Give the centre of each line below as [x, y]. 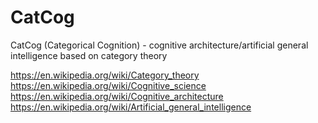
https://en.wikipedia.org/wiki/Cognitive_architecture [117, 96]
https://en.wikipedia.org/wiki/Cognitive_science [108, 85]
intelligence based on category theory [89, 55]
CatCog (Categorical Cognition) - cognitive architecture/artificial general [159, 45]
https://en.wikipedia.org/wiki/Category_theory [105, 75]
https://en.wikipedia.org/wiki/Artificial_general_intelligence [131, 107]
